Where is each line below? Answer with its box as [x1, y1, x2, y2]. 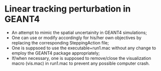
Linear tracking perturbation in [4, 3, 131, 14]
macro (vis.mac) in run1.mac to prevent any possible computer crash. [11, 60, 150, 66]
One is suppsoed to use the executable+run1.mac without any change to [11, 45, 156, 51]
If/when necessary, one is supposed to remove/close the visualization [11, 55, 151, 61]
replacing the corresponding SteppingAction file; [11, 40, 109, 45]
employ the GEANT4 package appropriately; [11, 50, 100, 56]
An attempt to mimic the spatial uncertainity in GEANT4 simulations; [11, 29, 147, 35]
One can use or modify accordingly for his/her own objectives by [11, 35, 142, 41]
